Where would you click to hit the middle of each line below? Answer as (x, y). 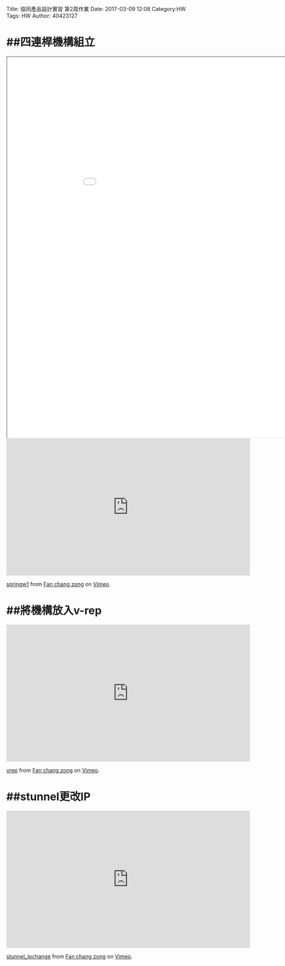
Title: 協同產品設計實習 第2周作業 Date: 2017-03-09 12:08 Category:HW (96, 9)
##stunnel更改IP (48, 797)
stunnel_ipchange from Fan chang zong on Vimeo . (69, 956)
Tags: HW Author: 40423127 (42, 16)
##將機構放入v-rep (54, 611)
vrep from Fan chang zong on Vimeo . (53, 770)
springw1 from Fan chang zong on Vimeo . (58, 584)
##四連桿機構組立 (51, 42)
